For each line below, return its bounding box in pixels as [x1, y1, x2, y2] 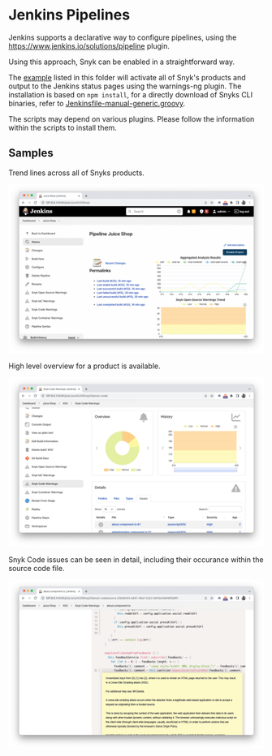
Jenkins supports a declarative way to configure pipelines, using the [8, 32, 237, 42]
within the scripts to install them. [8, 122, 118, 132]
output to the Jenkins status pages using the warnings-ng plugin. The [8, 81, 242, 91]
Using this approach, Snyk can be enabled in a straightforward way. [8, 57, 235, 67]
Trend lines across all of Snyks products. [8, 168, 145, 178]
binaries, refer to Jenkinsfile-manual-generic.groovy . [8, 98, 185, 108]
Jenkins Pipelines [8, 6, 131, 24]
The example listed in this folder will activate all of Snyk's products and [8, 72, 246, 82]
